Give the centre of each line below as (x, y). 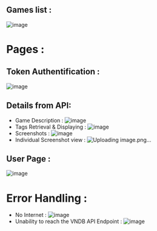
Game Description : (39, 120)
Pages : (25, 49)
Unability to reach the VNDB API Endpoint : (68, 221)
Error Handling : (47, 198)
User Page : (28, 159)
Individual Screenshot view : (50, 140)
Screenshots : (32, 133)
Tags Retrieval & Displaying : (51, 127)
